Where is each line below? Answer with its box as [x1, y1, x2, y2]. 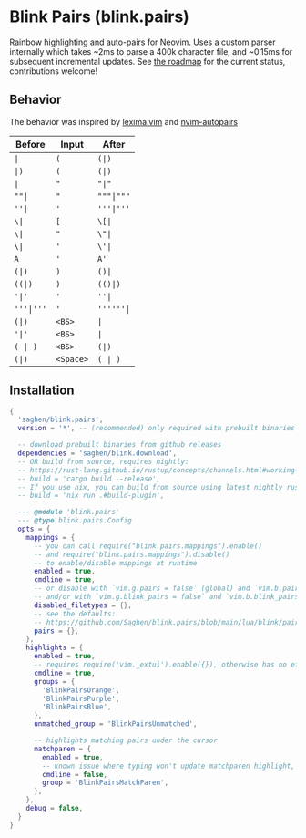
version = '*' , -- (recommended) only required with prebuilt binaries [17, 424, 296, 433]
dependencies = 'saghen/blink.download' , [17, 449, 178, 458]
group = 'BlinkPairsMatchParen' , [42, 778, 169, 788]
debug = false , [25, 804, 84, 813]
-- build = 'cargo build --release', [17, 474, 161, 483]
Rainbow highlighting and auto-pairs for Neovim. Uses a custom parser [9, 36, 276, 47]
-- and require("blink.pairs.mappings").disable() [33, 550, 230, 559]
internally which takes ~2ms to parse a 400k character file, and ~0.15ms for [9, 46, 293, 57]
